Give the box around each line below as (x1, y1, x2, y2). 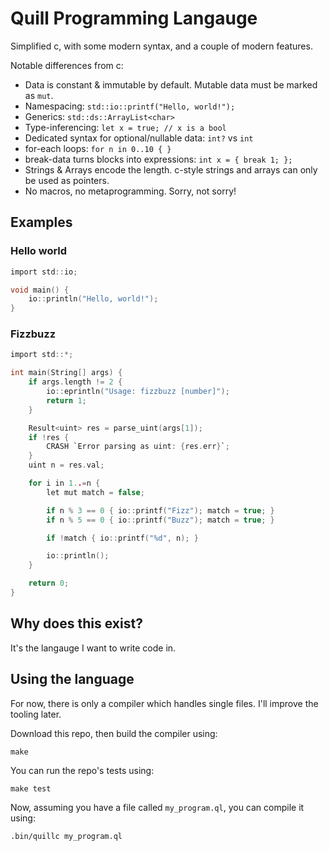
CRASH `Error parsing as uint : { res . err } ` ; (46, 442, 230, 452)
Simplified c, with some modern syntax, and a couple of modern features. (10, 40, 313, 52)
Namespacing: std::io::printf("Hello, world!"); (24, 100, 236, 112)
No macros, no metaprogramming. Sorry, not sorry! (24, 185, 237, 197)
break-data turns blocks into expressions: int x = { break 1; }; (24, 153, 293, 165)
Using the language (10, 671, 135, 688)
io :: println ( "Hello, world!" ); (28, 294, 159, 304)
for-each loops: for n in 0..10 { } (24, 142, 172, 154)
